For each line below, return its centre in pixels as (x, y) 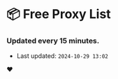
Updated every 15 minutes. (53, 41)
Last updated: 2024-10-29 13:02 (62, 56)
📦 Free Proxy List (59, 14)
